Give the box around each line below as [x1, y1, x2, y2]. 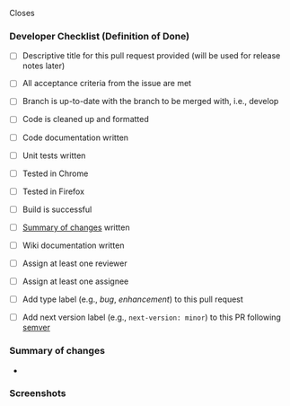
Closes [9, 8, 35, 18]
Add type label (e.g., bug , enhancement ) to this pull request [22, 294, 244, 304]
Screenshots [9, 387, 66, 400]
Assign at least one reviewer [22, 258, 127, 269]
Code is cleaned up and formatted [22, 114, 150, 125]
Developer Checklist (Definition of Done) [9, 30, 190, 42]
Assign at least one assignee [22, 276, 129, 287]
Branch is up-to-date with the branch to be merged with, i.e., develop [22, 96, 279, 107]
